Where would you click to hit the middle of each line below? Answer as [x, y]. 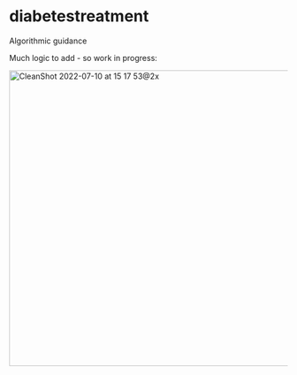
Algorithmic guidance [48, 41]
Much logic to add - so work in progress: [83, 57]
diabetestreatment [79, 16]
